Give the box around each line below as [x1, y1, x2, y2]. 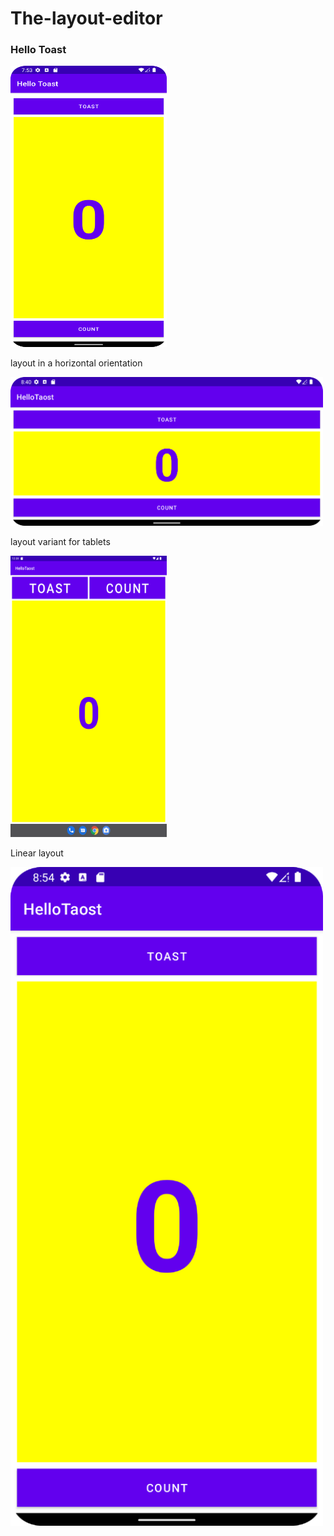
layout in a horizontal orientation [10, 357, 143, 369]
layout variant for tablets [10, 535, 111, 547]
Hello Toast [10, 43, 67, 57]
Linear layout [10, 847, 64, 859]
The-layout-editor [10, 7, 163, 30]
